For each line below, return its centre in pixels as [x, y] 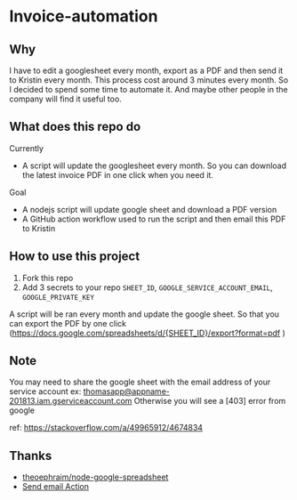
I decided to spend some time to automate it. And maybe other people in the [148, 89]
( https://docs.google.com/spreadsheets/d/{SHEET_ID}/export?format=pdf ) [148, 333]
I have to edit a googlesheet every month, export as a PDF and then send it [146, 70]
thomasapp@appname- [127, 391]
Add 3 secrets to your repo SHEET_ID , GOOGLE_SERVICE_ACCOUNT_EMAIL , [147, 287]
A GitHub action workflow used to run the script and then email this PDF [154, 219]
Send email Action [56, 487]
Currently [27, 148]
